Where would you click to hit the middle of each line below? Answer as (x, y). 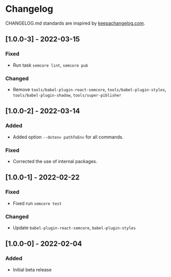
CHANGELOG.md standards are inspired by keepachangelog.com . (75, 23)
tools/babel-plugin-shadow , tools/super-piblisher (67, 95)
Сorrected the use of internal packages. (55, 161)
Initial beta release (32, 269)
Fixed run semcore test (37, 203)
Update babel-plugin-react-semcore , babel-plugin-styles (74, 227)
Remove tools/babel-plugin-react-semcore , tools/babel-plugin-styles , (89, 89)
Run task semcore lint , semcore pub (50, 65)
